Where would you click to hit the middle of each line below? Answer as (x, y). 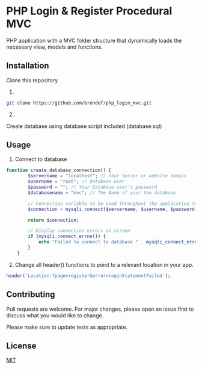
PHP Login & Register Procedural (89, 11)
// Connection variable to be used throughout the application (109, 203)
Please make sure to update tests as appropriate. (67, 327)
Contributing (31, 295)
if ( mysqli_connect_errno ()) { (67, 236)
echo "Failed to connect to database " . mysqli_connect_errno (119, 242)
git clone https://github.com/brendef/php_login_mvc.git (79, 103)
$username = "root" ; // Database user (76, 181)
